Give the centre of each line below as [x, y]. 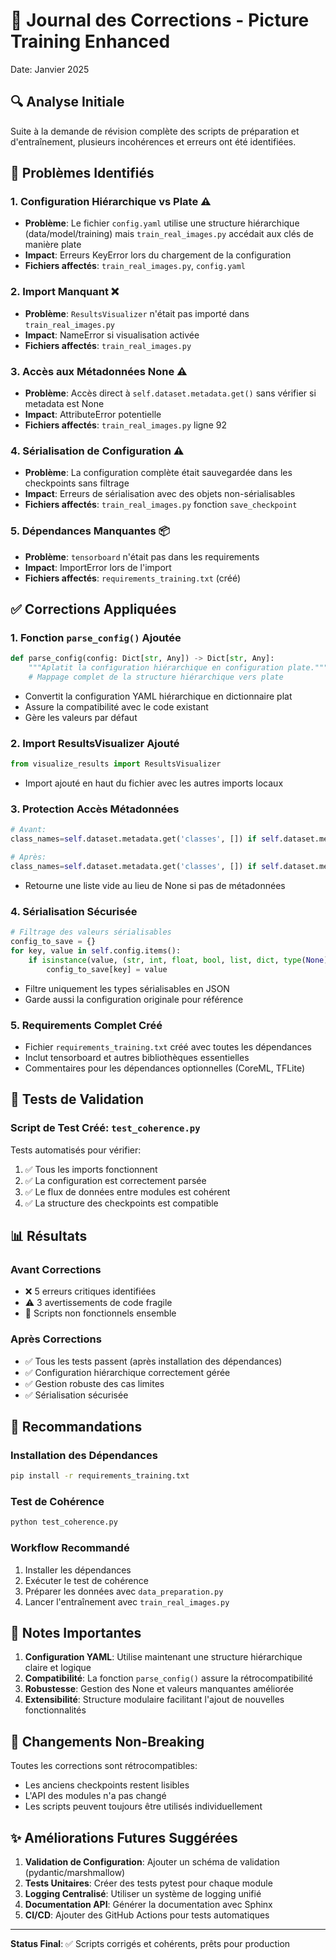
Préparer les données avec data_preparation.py [124, 1591]
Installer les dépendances [78, 1570]
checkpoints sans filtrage [77, 483]
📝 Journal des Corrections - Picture [160, 20]
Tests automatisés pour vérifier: [76, 1150]
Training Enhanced [90, 41]
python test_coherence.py [64, 1522]
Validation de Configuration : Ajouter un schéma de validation [152, 1862]
